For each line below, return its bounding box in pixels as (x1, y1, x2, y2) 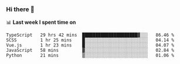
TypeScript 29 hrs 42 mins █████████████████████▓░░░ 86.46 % (6, 32, 175, 38)
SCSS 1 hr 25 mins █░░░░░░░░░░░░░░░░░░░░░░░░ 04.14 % (6, 37, 175, 43)
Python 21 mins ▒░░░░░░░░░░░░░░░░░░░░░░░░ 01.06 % (6, 52, 175, 59)
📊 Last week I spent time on (6, 19, 76, 26)
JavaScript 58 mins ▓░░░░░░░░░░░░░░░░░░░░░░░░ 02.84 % (6, 48, 175, 54)
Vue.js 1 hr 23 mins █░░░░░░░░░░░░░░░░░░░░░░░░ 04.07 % (6, 42, 175, 48)
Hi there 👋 (6, 5, 35, 13)
